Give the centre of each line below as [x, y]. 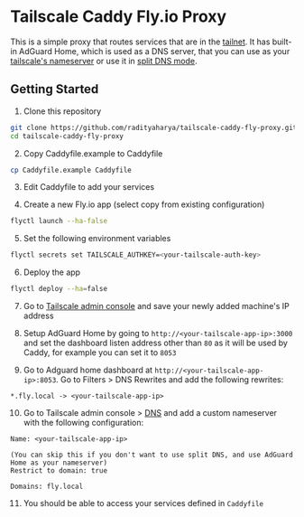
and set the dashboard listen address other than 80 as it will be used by [155, 343]
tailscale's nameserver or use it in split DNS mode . [104, 61]
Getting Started [55, 89]
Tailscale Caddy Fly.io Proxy [119, 17]
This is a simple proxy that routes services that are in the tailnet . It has [140, 42]
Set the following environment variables [97, 239]
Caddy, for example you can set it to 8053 [100, 352]
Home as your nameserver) [59, 463]
